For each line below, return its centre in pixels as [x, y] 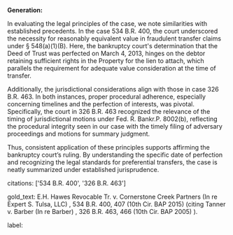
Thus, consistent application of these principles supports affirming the [108, 147]
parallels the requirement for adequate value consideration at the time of [112, 68]
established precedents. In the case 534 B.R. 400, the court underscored [113, 31]
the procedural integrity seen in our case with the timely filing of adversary [115, 126]
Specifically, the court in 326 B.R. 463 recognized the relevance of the [109, 112]
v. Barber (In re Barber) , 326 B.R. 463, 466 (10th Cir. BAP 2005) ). [103, 212]
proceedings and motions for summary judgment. [79, 134]
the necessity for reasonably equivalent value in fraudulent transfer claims [114, 38]
